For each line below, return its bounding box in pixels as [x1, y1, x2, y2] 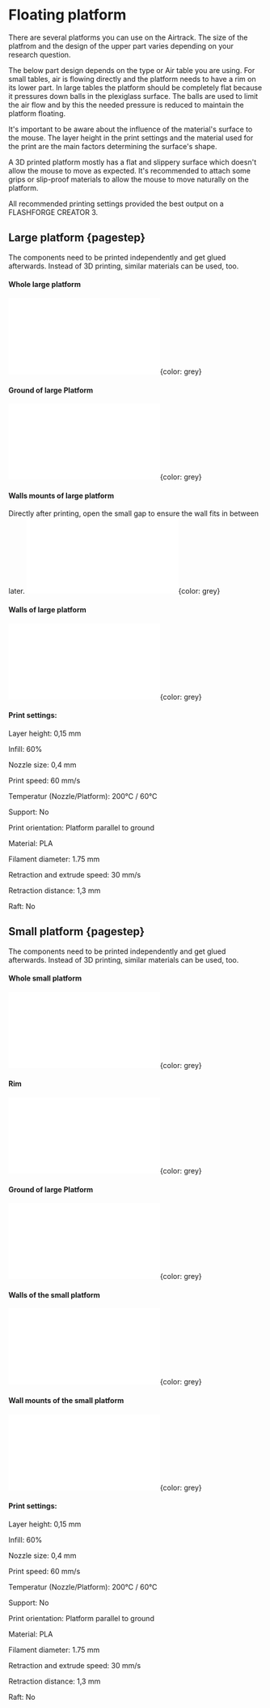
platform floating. [8, 108, 66, 118]
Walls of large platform [8, 604, 86, 614]
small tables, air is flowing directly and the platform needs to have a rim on [8, 74, 256, 84]
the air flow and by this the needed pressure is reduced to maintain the [8, 100, 244, 109]
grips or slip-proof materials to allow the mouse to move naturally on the [8, 174, 249, 184]
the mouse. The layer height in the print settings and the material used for [8, 132, 254, 143]
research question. [8, 49, 71, 59]
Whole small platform [8, 973, 82, 983]
